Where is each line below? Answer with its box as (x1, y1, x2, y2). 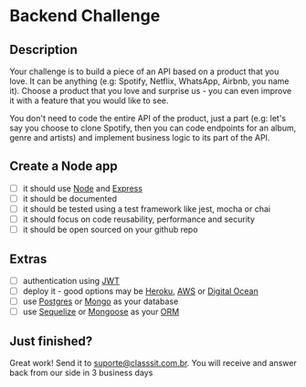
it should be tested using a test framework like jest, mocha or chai (22, 203, 271, 214)
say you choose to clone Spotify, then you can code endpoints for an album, (9, 122, 297, 133)
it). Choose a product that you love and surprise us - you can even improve (9, 86, 292, 96)
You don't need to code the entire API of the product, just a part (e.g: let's (9, 113, 286, 123)
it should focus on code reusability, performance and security (22, 214, 256, 225)
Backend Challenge (9, 5, 161, 26)
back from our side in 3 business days (9, 367, 153, 378)
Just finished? (9, 333, 93, 349)
